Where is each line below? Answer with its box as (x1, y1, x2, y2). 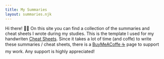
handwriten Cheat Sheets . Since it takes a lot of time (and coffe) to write (5, 35, 152, 42)
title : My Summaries (5, 7, 48, 12)
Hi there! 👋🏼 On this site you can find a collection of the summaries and (5, 25, 150, 31)
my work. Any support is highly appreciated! (5, 48, 95, 54)
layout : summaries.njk (5, 12, 52, 17)
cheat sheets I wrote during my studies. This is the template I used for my (5, 30, 154, 36)
